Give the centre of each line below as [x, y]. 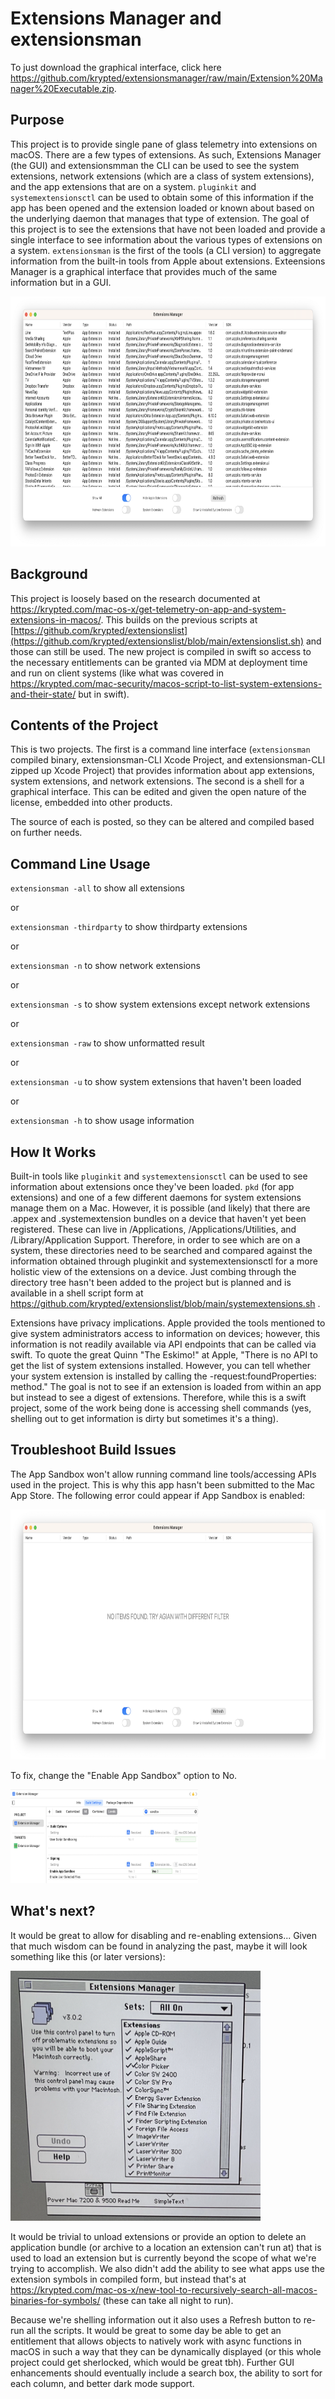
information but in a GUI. [61, 282]
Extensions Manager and [116, 18]
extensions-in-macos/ [56, 619]
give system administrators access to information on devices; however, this [165, 1333]
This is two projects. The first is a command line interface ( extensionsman [160, 749]
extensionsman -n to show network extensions [105, 966]
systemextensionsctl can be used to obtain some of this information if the [162, 197]
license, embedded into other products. [91, 803]
